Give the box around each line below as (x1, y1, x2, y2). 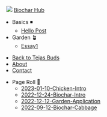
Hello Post (20, 27, 47, 34)
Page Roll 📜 (11, 79, 41, 85)
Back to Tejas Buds (11, 54, 60, 61)
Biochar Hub (13, 7, 45, 13)
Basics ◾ (11, 19, 33, 25)
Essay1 (20, 43, 38, 49)
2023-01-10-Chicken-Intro (20, 85, 87, 92)
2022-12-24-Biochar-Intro (20, 91, 86, 98)
